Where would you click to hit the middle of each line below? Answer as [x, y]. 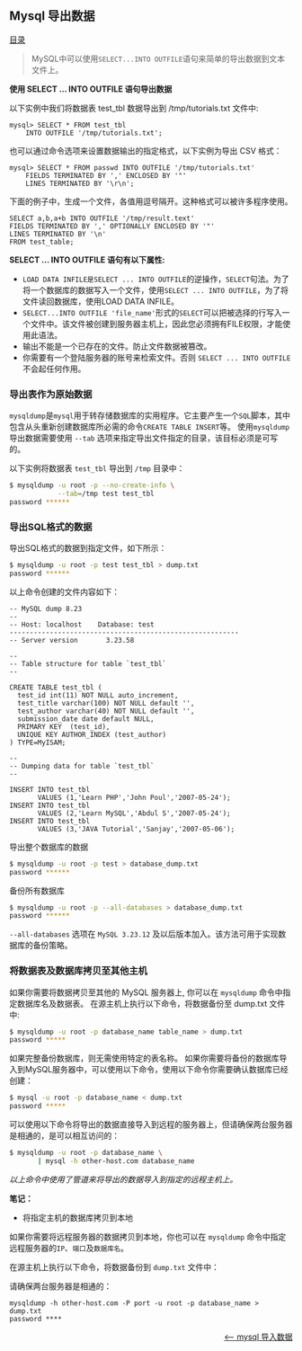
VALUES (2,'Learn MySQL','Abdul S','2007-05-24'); [134, 813]
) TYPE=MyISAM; [38, 742]
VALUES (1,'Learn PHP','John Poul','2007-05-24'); [134, 797]
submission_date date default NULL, [86, 719]
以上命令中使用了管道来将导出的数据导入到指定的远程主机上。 [124, 1179]
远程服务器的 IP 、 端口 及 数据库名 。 [69, 1248]
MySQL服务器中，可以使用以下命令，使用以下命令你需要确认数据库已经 [157, 1070]
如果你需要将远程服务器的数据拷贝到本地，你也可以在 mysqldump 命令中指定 [148, 1236]
